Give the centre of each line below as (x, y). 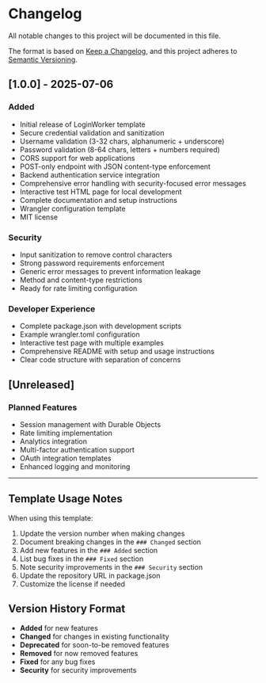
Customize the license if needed (72, 584)
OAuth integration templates (66, 458)
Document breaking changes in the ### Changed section (110, 542)
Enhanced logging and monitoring (75, 466)
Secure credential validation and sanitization (92, 132)
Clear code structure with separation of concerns (100, 360)
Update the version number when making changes (102, 533)
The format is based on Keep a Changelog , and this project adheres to (123, 51)
